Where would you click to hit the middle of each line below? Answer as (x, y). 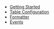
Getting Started (25, 7)
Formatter (19, 17)
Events (16, 22)
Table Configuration (29, 12)
